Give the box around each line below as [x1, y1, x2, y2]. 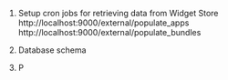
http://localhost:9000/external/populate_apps [17, 17, 190, 28]
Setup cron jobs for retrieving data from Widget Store [17, 8, 219, 18]
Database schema [17, 45, 87, 55]
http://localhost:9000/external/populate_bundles [17, 27, 202, 37]
